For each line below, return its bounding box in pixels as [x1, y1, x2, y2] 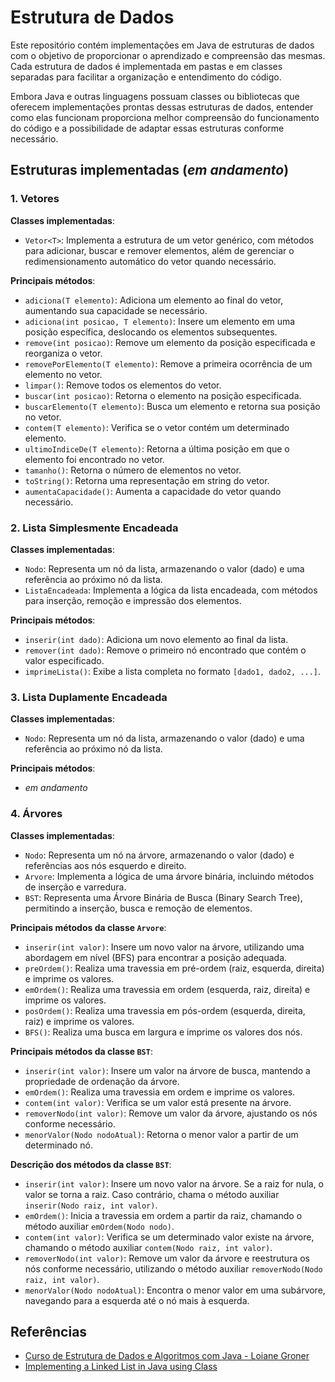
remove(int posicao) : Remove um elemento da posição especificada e [24, 336, 316, 348]
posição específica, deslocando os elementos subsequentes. [24, 326, 278, 338]
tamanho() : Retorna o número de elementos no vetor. [24, 464, 242, 476]
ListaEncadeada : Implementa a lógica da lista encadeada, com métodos [24, 584, 318, 596]
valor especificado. [24, 654, 105, 666]
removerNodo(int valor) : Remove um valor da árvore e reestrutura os [24, 1252, 310, 1264]
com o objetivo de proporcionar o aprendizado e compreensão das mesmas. [10, 49, 326, 61]
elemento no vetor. [24, 368, 103, 380]
